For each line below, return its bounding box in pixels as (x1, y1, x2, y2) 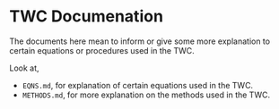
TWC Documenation (9, 6, 164, 27)
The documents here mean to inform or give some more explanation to (9, 36, 271, 46)
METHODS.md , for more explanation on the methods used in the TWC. (22, 89, 271, 100)
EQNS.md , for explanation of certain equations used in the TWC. (22, 80, 254, 90)
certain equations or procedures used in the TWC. (9, 45, 195, 55)
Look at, (9, 63, 39, 73)
